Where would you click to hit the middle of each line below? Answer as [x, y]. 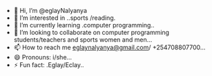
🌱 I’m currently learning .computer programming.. [84, 25]
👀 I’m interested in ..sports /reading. [65, 18]
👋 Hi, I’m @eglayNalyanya [50, 11]
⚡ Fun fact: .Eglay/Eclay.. [49, 65]
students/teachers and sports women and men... [83, 40]
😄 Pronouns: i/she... [43, 57]
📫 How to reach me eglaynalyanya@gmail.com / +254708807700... [109, 47]
